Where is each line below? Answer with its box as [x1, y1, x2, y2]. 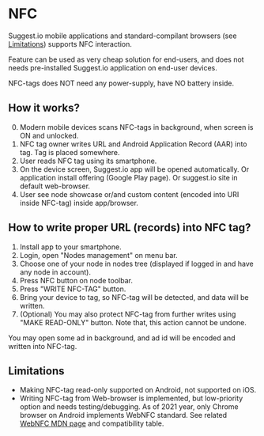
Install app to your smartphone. [19, 242, 122, 252]
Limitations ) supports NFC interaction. [8, 39, 133, 48]
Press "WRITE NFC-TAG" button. [19, 284, 126, 294]
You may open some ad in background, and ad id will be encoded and [8, 333, 236, 343]
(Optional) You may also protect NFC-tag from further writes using [19, 309, 236, 319]
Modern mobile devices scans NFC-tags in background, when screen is [19, 122, 254, 131]
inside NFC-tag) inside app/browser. [19, 198, 138, 207]
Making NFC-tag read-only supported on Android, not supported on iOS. [19, 385, 257, 395]
